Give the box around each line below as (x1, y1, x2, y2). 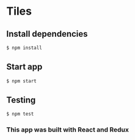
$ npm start (6, 78, 37, 84)
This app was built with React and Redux (6, 125, 130, 134)
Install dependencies (6, 29, 88, 39)
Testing (6, 95, 36, 105)
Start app (6, 62, 43, 72)
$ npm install (6, 45, 43, 51)
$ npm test (6, 111, 34, 117)
